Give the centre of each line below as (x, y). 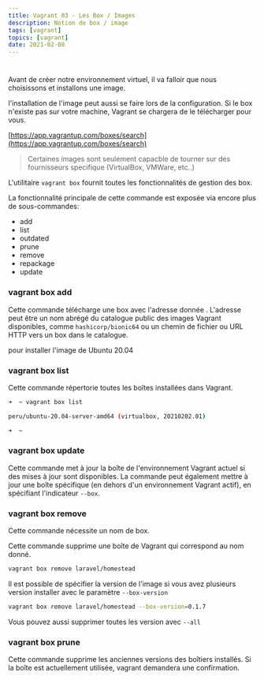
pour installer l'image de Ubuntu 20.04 (71, 350)
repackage (37, 263)
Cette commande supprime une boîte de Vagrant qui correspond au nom (126, 546)
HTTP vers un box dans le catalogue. (68, 334)
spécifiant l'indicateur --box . (54, 493)
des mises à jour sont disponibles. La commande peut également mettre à (128, 476)
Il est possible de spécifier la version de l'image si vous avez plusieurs (122, 584)
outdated (34, 238)
